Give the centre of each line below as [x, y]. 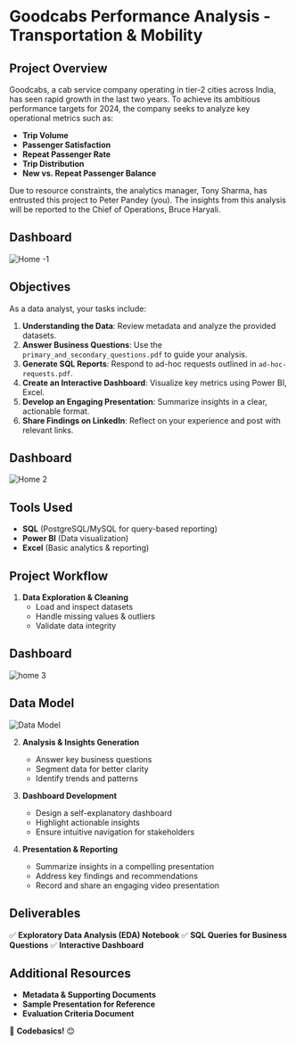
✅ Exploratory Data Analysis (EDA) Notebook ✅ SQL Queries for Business [148, 934]
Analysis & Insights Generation [81, 742]
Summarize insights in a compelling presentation [125, 866]
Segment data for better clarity [92, 769]
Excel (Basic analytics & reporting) [86, 548]
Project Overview [58, 68]
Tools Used [41, 507]
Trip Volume [45, 135]
